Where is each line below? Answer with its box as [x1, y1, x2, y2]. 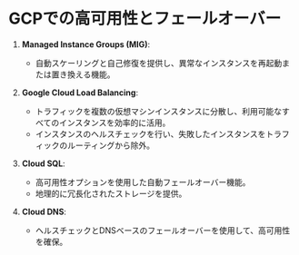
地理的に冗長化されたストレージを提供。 [35, 188, 187, 199]
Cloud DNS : [21, 206, 67, 217]
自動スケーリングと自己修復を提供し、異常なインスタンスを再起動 [35, 57, 283, 68]
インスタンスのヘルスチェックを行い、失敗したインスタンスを [35, 128, 266, 139]
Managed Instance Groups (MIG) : [21, 38, 151, 50]
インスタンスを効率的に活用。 [59, 117, 171, 128]
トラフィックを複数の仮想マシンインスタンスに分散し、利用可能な [35, 105, 283, 116]
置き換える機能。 [51, 69, 115, 80]
